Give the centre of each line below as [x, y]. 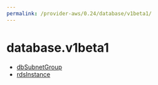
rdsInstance [33, 74]
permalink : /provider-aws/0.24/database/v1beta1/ [79, 13]
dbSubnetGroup [39, 67]
